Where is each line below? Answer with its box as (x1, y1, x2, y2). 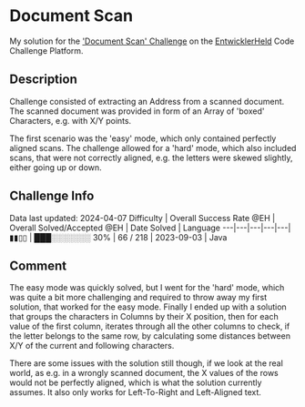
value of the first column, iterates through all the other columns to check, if (9, 321, 290, 332)
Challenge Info (9, 188, 95, 204)
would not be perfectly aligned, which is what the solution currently (9, 377, 262, 388)
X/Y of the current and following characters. (9, 341, 175, 351)
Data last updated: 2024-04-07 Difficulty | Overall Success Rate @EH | (9, 212, 276, 223)
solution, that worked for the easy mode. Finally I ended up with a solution (9, 301, 287, 312)
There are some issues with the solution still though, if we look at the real (9, 358, 284, 369)
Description (9, 72, 77, 87)
